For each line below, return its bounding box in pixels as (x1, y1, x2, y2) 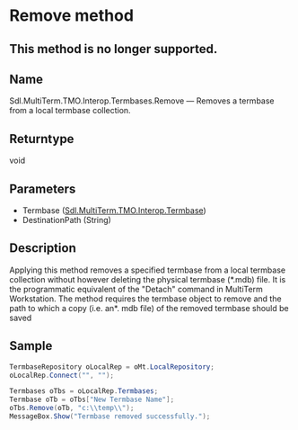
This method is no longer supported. (9, 41, 218, 57)
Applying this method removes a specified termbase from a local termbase (9, 264, 285, 275)
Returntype (9, 131, 74, 147)
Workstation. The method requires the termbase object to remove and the (9, 293, 282, 304)
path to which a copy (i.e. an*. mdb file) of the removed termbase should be (9, 302, 289, 313)
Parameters (9, 181, 76, 196)
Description (9, 240, 76, 256)
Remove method (9, 5, 135, 26)
